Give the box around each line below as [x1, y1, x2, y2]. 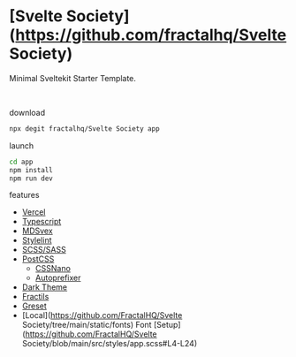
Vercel [21, 207, 46, 217]
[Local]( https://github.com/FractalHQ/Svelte [21, 310, 183, 321]
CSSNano [34, 263, 71, 274]
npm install [9, 165, 53, 174]
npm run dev [9, 174, 53, 183]
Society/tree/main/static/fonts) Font [21, 320, 152, 330]
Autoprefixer [34, 272, 81, 284]
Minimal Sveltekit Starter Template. [9, 72, 137, 83]
